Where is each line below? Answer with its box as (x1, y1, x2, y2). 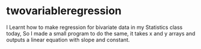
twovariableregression (6, 4, 122, 18)
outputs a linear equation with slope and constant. (6, 36, 130, 43)
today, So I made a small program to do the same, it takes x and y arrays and (6, 30, 196, 37)
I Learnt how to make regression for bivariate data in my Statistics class (6, 24, 183, 31)
